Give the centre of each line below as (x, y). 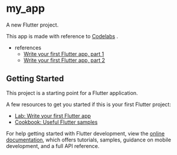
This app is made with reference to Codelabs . (62, 36)
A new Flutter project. (32, 25)
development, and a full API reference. (53, 146)
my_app (26, 9)
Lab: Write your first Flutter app (53, 116)
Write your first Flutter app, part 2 (64, 60)
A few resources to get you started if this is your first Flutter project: (88, 104)
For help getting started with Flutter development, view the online (86, 133)
